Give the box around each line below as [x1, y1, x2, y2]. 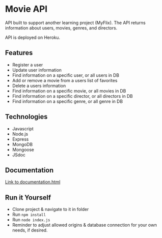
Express [12, 136, 29, 142]
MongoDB [12, 141, 33, 147]
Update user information [12, 67, 62, 73]
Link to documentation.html [5, 179, 60, 185]
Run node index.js [12, 217, 51, 223]
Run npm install [12, 211, 46, 217]
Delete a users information [12, 83, 66, 89]
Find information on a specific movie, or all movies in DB [12, 88, 126, 94]
